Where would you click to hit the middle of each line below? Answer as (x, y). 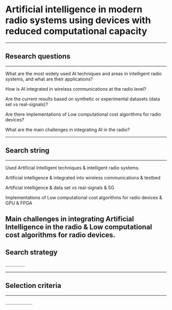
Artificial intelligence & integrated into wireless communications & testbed (83, 177)
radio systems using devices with (78, 20)
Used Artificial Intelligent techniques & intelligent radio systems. (72, 168)
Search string (27, 150)
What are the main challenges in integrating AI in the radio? (68, 130)
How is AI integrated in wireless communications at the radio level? (76, 89)
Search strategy (31, 252)
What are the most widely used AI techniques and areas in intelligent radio (84, 73)
